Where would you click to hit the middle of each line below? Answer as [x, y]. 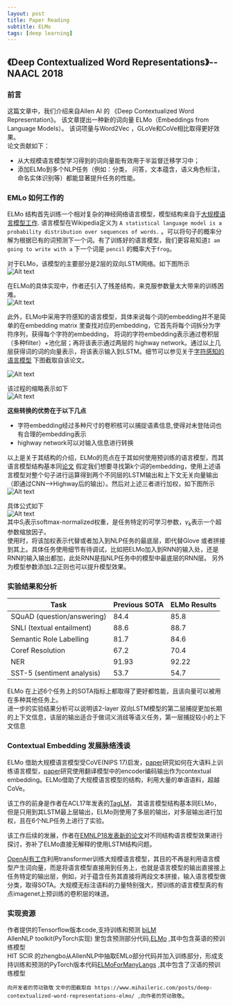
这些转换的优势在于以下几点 [47, 410]
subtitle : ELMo [29, 26]
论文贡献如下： [28, 145]
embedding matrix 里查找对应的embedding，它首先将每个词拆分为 [120, 326]
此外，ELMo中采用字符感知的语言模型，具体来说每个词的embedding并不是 [113, 317]
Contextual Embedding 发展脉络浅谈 [69, 746]
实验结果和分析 [32, 586]
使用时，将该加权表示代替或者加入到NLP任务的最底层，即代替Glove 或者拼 [113, 541]
